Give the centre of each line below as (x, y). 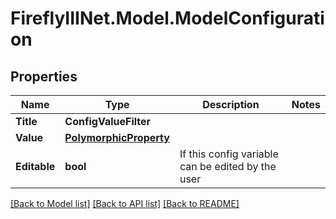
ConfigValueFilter (108, 121)
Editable (35, 166)
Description (231, 104)
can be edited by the (228, 166)
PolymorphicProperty (117, 137)
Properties (44, 76)
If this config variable (229, 154)
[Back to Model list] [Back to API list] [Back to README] (125, 203)
